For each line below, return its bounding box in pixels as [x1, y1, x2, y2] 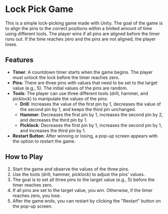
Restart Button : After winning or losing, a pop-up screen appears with [12, 132, 158, 138]
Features [5, 56, 34, 64]
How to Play [5, 152, 44, 161]
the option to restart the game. [12, 138, 76, 144]
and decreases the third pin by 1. [20, 116, 88, 123]
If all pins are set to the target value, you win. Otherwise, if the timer [12, 187, 153, 193]
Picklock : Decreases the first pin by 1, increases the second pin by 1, [20, 122, 162, 128]
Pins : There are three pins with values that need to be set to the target [12, 79, 158, 85]
